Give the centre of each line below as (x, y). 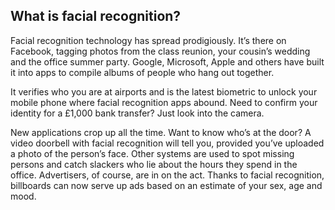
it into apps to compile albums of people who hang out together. (142, 72)
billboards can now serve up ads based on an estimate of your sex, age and (166, 185)
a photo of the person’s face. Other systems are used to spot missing (152, 153)
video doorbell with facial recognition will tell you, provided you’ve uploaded (167, 143)
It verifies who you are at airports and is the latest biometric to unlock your (164, 91)
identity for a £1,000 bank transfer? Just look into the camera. (137, 113)
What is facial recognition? (96, 16)
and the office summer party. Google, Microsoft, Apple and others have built (167, 61)
